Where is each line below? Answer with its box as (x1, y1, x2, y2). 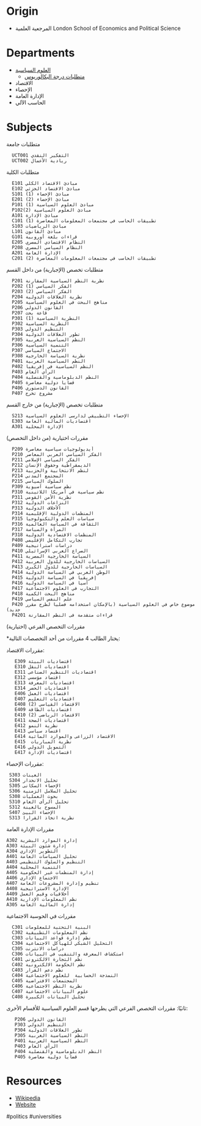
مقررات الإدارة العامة (6, 825, 54, 833)
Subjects (6, 121, 53, 134)
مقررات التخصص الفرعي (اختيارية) (6, 622, 86, 630)
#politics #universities (6, 1113, 62, 1120)
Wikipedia (15, 1094, 41, 1102)
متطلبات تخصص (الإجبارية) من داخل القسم (6, 266, 104, 273)
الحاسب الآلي (15, 99, 46, 106)
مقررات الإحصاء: (6, 760, 44, 767)
